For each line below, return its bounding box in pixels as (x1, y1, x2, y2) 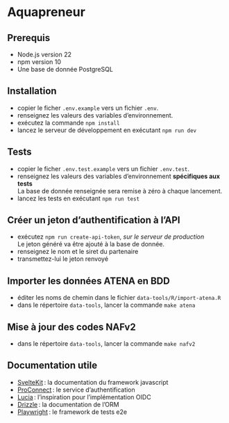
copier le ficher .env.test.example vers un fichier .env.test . (17, 164, 189, 173)
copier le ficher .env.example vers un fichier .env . (17, 104, 159, 112)
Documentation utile (7, 360, 98, 372)
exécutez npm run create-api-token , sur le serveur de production (17, 232, 205, 241)
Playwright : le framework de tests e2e (17, 408, 127, 416)
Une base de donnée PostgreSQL (17, 65, 113, 73)
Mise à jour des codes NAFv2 (7, 321, 137, 333)
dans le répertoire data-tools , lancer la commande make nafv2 (17, 340, 196, 348)
